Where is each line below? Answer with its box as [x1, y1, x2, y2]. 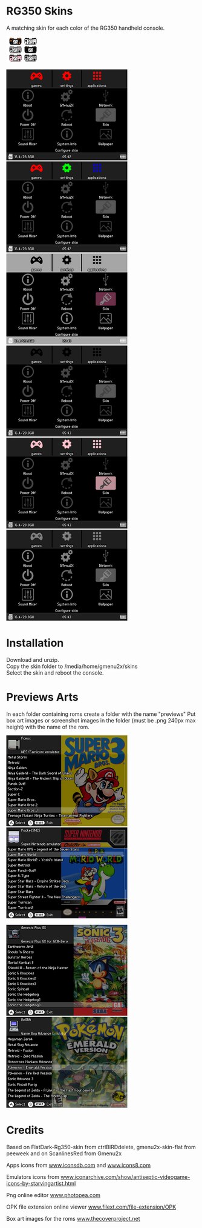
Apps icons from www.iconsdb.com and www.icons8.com [6, 1161, 151, 1169]
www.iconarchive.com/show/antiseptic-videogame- [60, 1173, 191, 1180]
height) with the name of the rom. [6, 723, 90, 730]
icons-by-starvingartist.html [6, 1180, 76, 1187]
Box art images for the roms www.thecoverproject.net [6, 1215, 140, 1222]
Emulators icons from [6, 1173, 59, 1180]
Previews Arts [6, 690, 79, 704]
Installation [6, 636, 64, 650]
